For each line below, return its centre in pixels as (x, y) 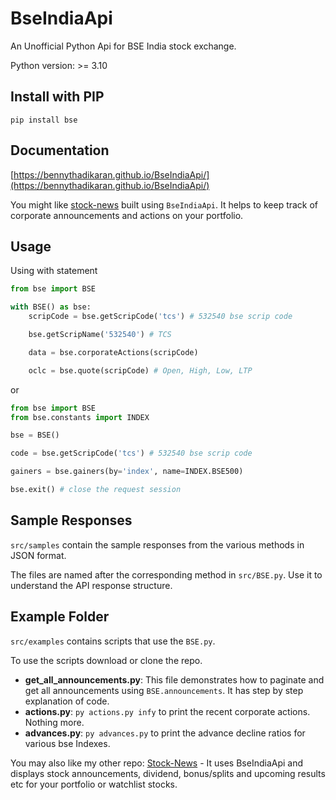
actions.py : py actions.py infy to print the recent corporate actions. (167, 711)
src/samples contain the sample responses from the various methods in (157, 544)
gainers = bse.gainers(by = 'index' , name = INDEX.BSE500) (127, 472)
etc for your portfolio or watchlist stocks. (94, 784)
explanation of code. (67, 701)
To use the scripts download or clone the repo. (106, 660)
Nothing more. (54, 722)
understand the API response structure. (91, 585)
